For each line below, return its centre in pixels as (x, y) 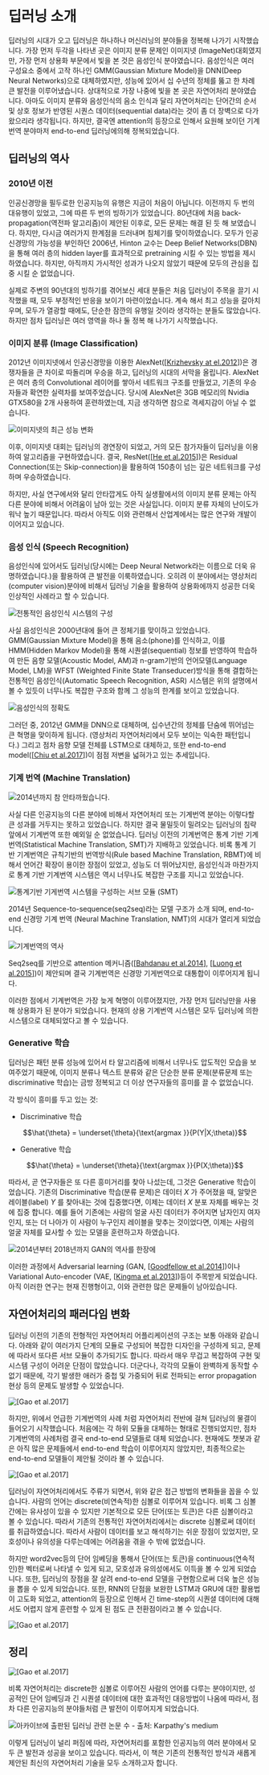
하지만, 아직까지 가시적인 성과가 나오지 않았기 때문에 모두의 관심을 (147, 263)
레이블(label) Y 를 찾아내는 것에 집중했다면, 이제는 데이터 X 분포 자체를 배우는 (129, 1202)
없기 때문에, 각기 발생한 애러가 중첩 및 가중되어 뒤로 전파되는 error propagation (132, 1375)
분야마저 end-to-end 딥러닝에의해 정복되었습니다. (101, 130)
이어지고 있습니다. (37, 524)
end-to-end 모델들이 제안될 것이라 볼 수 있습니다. (86, 1458)
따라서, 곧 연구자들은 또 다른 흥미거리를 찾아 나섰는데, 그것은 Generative (122, 1182)
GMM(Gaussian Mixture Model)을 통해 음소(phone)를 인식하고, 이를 (117, 640)
